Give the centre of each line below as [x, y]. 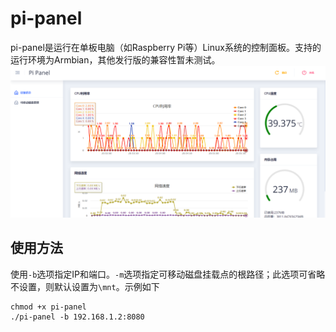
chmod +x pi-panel [48, 307]
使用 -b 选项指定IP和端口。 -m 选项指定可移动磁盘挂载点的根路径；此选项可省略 [168, 274]
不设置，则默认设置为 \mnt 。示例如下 [85, 286]
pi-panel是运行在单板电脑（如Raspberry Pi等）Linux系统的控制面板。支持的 [166, 47]
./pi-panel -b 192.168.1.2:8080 [77, 317]
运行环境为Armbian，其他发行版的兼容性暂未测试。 [115, 59]
